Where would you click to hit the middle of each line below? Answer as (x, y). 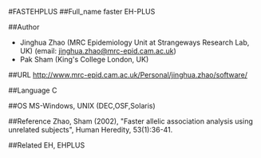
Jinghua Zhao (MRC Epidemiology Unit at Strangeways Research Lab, (134, 42)
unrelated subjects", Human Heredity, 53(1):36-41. (91, 130)
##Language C (33, 90)
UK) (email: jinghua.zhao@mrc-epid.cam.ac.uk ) (98, 51)
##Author (24, 27)
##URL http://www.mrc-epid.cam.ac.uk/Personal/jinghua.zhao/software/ (128, 75)
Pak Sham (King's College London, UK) (84, 59)
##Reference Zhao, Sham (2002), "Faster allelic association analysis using (130, 121)
